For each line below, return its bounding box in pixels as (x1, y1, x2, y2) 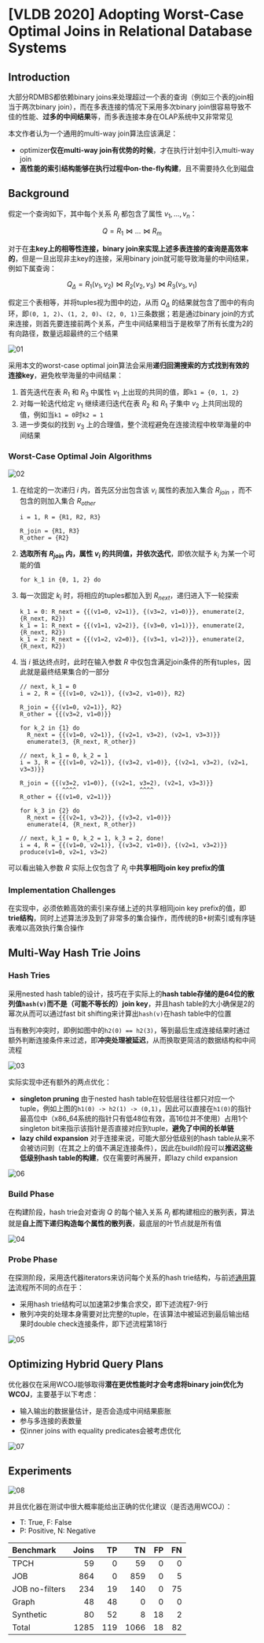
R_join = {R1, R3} (19, 527, 80, 535)
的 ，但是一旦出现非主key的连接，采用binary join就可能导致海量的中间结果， (8, 254, 253, 263)
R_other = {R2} (19, 534, 70, 542)
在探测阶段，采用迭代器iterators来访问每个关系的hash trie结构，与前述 (8, 1273, 236, 1282)
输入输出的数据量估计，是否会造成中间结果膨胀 (19, 1406, 171, 1415)
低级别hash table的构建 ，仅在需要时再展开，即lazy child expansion (19, 1153, 238, 1162)
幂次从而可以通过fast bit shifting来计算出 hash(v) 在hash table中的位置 (8, 1009, 232, 1018)
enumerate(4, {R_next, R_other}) (27, 820, 137, 828)
